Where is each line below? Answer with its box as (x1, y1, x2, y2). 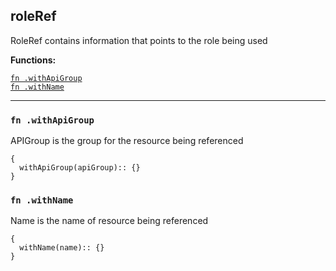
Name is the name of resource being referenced (10, 215, 209, 227)
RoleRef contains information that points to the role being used (10, 34, 268, 46)
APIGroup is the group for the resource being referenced (10, 135, 244, 147)
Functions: (10, 54, 57, 66)
